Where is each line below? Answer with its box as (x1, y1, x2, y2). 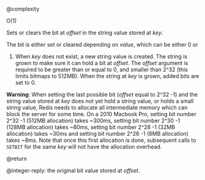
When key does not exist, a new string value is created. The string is (15, 53, 188, 60)
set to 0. (15, 79, 37, 86)
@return (6, 155, 28, 162)
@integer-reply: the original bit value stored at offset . (6, 167, 140, 174)
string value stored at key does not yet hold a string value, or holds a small (6, 98, 194, 104)
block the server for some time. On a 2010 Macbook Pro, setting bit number (6, 111, 197, 117)
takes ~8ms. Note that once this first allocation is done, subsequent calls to (6, 136, 196, 144)
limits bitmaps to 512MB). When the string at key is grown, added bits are (15, 72, 199, 79)
